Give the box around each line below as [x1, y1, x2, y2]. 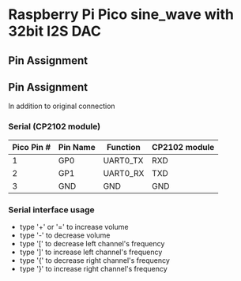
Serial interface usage [8, 204, 95, 215]
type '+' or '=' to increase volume [19, 222, 129, 231]
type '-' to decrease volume [19, 230, 111, 240]
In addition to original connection [8, 101, 116, 111]
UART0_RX [103, 167, 145, 178]
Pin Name [58, 141, 96, 152]
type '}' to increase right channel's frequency [19, 264, 168, 273]
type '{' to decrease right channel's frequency [19, 255, 170, 265]
